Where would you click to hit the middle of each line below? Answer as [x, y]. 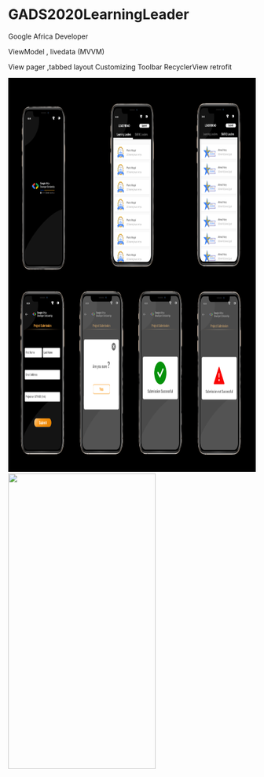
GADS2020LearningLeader [99, 15]
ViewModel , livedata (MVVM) [56, 51]
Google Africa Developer [48, 36]
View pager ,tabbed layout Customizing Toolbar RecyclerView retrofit [120, 67]
